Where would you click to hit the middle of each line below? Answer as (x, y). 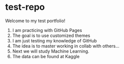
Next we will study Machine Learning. (51, 51)
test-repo (25, 7)
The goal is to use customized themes (51, 35)
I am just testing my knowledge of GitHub (55, 40)
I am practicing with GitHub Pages (47, 30)
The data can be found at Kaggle (46, 56)
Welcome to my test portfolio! (35, 21)
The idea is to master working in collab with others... (66, 46)
